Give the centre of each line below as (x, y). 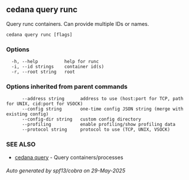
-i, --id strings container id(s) (58, 67)
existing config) (27, 114)
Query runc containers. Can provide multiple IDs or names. (78, 24)
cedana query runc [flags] (39, 35)
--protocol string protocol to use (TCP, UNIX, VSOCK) (96, 130)
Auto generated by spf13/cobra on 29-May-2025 (66, 171)
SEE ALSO (21, 145)
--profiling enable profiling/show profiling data (99, 125)
